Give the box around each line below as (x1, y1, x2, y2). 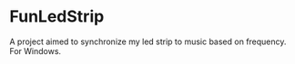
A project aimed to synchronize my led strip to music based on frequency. (9, 36, 287, 47)
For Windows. (9, 45, 62, 56)
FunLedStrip (9, 6, 105, 27)
